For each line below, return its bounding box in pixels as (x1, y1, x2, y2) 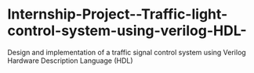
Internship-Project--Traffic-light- (7, 5, 228, 23)
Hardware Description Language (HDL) (7, 56, 134, 65)
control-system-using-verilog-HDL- (7, 22, 248, 40)
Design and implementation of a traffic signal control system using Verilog (7, 47, 246, 57)
